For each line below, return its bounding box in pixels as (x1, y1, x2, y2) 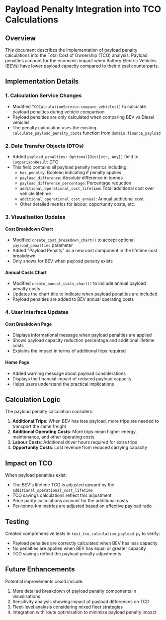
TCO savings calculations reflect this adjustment (12, 492, 112, 498)
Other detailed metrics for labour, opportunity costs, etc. (19, 201, 136, 207)
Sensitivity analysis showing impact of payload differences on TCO (12, 598, 150, 605)
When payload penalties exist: (5, 472, 67, 478)
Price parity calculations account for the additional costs (12, 498, 128, 504)
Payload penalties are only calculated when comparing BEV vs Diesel (12, 114, 155, 120)
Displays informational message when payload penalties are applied (12, 332, 152, 338)
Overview (5, 34, 36, 42)
